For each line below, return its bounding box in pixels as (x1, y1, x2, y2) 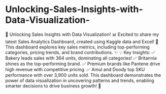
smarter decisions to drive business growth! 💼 (5, 82, 102, 89)
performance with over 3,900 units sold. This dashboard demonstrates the (5, 72, 161, 78)
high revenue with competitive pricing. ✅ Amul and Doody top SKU (5, 66, 145, 72)
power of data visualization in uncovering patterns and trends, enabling (5, 77, 155, 83)
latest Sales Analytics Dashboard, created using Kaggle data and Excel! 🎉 (5, 38, 159, 44)
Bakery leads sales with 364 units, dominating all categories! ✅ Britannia (5, 55, 157, 61)
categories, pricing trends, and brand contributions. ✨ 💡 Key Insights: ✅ (5, 49, 156, 55)
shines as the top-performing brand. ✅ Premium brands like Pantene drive (5, 61, 161, 67)
